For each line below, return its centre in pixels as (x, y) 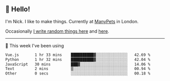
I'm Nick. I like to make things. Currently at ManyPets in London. (72, 21)
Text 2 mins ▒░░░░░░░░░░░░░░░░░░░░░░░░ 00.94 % (78, 69)
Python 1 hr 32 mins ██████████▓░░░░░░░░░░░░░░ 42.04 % (78, 59)
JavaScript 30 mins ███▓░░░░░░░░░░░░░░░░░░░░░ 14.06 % (78, 64)
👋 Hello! (18, 9)
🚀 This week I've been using (35, 45)
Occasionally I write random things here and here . (57, 31)
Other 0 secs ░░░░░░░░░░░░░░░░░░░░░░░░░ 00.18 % (78, 73)
